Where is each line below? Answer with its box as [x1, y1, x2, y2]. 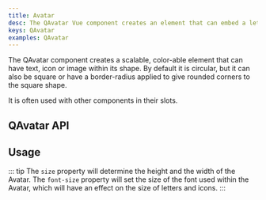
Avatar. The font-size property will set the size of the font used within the [8, 175, 249, 184]
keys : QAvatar [8, 26, 55, 34]
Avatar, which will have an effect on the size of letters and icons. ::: [8, 183, 226, 193]
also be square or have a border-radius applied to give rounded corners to [8, 72, 251, 81]
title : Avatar [8, 11, 55, 20]
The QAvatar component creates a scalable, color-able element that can [8, 55, 243, 65]
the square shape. [8, 81, 67, 90]
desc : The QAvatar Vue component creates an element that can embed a [8, 19, 246, 27]
